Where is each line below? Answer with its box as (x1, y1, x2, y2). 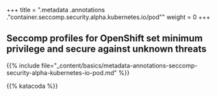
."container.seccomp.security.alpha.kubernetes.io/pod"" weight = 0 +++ (6, 13, 211, 21)
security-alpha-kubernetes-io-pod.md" (6, 68, 117, 77)
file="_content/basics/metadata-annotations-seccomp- (41, 61, 198, 69)
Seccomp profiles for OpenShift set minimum (6, 33, 203, 44)
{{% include (6, 61, 40, 69)
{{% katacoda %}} (6, 82, 59, 90)
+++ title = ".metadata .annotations (6, 6, 105, 14)
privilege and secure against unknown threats (6, 44, 207, 55)
